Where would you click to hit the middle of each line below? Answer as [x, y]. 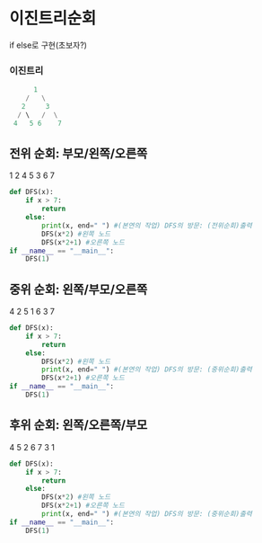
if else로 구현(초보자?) [48, 45]
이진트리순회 [53, 18]
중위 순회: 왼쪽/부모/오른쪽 [79, 289]
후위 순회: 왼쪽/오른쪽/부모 [79, 425]
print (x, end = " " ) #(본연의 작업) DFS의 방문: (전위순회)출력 [147, 226]
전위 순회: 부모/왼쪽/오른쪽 [79, 153]
